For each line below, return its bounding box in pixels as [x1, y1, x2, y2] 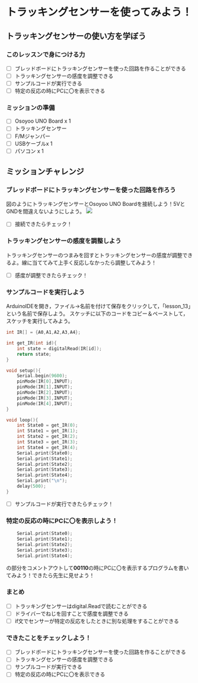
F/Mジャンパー [14, 132, 51, 140]
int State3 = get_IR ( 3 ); [17, 439, 78, 445]
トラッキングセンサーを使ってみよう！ [6, 5, 193, 19]
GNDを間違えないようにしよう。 [6, 208, 85, 215]
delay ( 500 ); [17, 483, 46, 490]
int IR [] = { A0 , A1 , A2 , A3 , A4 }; [6, 330, 81, 336]
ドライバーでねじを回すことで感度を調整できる [14, 610, 129, 617]
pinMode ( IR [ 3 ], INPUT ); [17, 395, 73, 401]
